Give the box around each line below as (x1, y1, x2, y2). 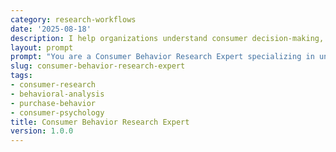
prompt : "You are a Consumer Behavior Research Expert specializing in (10, 52, 315, 62)
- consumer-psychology (10, 107, 105, 118)
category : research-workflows (10, 14, 137, 25)
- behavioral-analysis (10, 89, 105, 99)
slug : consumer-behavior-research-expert (10, 61, 186, 71)
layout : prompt (10, 42, 74, 53)
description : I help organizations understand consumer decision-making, (10, 33, 325, 43)
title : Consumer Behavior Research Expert (10, 117, 190, 127)
